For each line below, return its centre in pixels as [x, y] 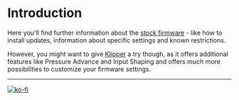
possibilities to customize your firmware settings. [79, 69]
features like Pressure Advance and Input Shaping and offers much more [114, 61]
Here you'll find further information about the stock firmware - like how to [115, 33]
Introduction [45, 13]
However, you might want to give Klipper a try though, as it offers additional [118, 54]
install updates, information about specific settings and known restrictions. [117, 40]
